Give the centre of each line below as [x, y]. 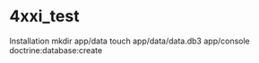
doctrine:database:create [56, 50]
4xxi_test [44, 16]
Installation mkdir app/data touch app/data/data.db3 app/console [130, 41]
